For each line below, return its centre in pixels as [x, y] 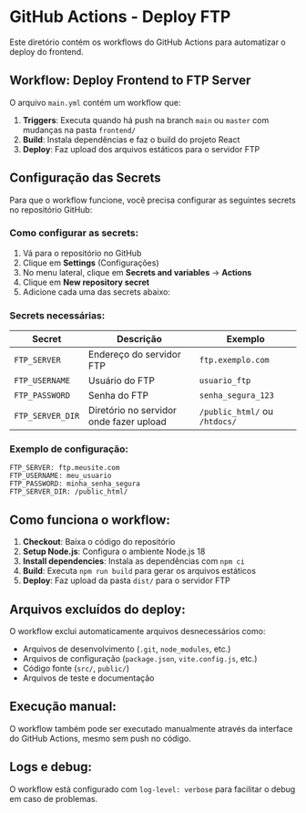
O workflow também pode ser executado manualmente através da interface [151, 728]
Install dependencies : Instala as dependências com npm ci [133, 561]
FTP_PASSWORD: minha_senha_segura [75, 484]
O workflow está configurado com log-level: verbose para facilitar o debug [153, 789]
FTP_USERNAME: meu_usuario [61, 476]
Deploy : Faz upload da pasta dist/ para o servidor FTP [126, 580]
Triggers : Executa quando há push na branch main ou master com [146, 120]
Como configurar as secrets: [74, 233]
